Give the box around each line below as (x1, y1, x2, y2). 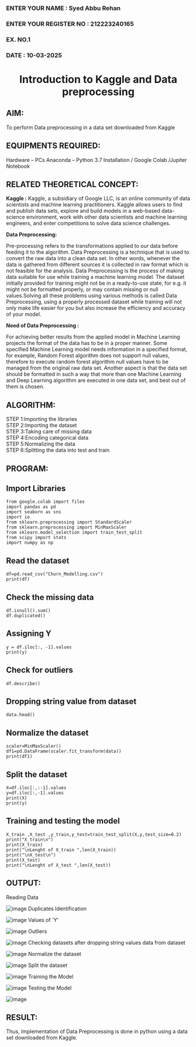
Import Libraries (6, 483, 66, 493)
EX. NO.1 (6, 35, 31, 43)
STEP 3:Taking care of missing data (6, 428, 92, 435)
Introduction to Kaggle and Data (19, 72, 177, 86)
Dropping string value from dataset (6, 696, 137, 706)
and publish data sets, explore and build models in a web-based (6, 208, 161, 215)
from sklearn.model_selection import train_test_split (6, 530, 143, 535)
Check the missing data (6, 592, 94, 602)
